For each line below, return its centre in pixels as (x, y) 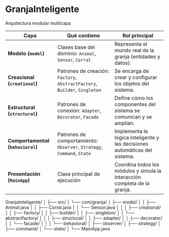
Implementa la (131, 131)
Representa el (131, 44)
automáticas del (133, 150)
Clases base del (76, 47)
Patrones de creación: (83, 71)
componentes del (135, 104)
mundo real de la (134, 50)
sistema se (127, 110)
